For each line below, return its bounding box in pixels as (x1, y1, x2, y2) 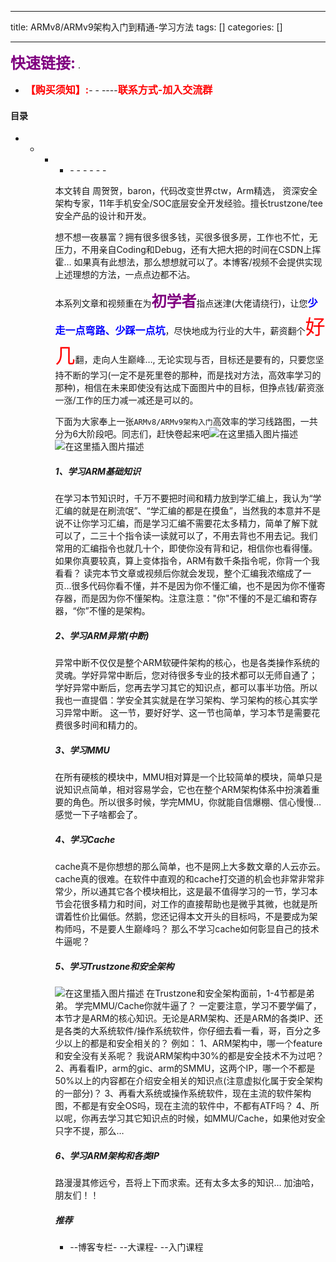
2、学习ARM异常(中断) (54, 629, 150, 641)
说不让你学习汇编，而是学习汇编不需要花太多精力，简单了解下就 (54, 517, 318, 530)
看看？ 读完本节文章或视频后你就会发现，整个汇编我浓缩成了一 (54, 567, 312, 580)
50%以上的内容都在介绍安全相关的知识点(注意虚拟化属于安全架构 (54, 1075, 323, 1087)
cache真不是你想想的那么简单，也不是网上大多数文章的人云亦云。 (54, 861, 326, 873)
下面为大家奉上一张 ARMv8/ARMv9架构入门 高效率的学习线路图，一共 (54, 416, 318, 428)
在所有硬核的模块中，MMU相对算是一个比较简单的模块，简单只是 (54, 771, 323, 783)
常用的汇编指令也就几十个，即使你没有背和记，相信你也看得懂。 (54, 542, 318, 555)
